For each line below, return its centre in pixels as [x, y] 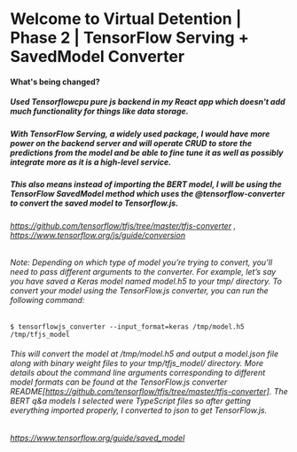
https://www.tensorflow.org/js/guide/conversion [98, 235]
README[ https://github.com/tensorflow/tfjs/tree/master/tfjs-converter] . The [149, 392]
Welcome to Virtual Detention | [126, 19]
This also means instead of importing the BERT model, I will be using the [146, 184]
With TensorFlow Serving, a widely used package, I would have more [140, 134]
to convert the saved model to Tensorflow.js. [94, 203]
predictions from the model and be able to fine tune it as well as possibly [147, 152]
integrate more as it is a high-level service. [91, 162]
